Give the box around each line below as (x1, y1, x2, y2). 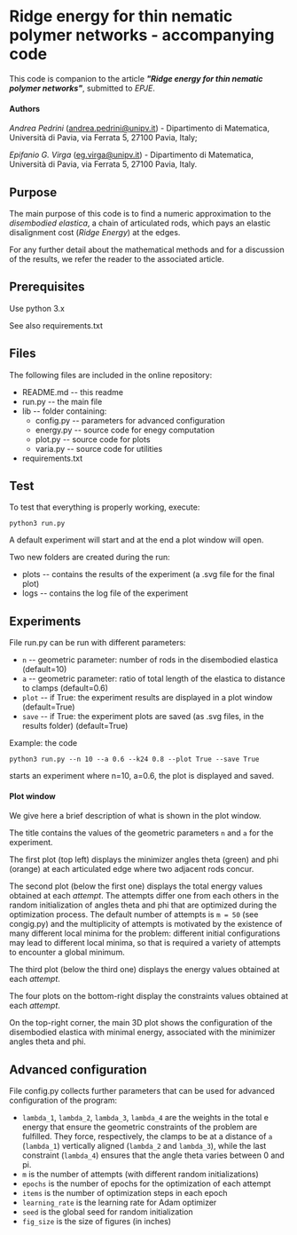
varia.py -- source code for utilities (35, 443, 163, 454)
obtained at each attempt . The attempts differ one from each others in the (9, 891, 279, 901)
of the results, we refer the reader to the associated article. (9, 253, 224, 264)
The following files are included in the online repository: (9, 369, 213, 380)
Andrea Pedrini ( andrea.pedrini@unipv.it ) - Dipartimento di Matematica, (9, 123, 270, 134)
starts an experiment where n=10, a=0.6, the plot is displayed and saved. (9, 771, 275, 781)
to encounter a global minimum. (9, 947, 126, 958)
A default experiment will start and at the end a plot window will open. (9, 534, 264, 545)
